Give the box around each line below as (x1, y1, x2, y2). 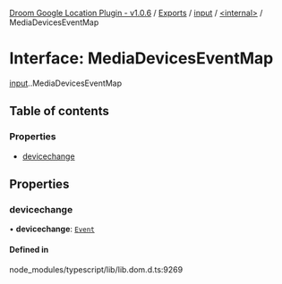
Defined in (9, 244, 49, 255)
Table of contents (9, 104, 109, 119)
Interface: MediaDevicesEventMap (9, 48, 274, 69)
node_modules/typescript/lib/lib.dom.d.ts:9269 (9, 263, 184, 275)
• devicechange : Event (9, 223, 96, 235)
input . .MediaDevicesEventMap (9, 78, 123, 88)
